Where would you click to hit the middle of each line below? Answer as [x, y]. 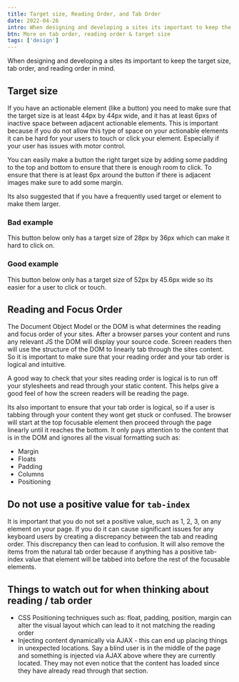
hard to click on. [31, 245]
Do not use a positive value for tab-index [99, 504]
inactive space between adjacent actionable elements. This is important [113, 123]
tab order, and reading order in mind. [61, 68]
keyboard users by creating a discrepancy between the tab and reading [112, 536]
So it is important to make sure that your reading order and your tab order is [118, 357]
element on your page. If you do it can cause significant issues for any [111, 529]
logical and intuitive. [37, 365]
